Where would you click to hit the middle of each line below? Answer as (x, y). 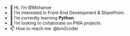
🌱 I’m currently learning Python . (42, 18)
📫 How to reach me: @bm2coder (44, 28)
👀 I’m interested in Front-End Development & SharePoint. (67, 13)
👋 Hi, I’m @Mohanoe (31, 8)
